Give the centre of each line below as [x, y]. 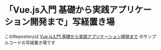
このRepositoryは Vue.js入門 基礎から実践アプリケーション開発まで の [74, 36]
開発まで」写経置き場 [73, 22]
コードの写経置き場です [32, 42]
